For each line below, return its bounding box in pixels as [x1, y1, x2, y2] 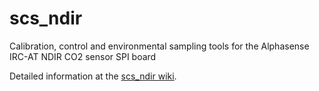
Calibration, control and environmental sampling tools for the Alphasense [9, 40, 310, 52]
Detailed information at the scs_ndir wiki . [9, 70, 177, 82]
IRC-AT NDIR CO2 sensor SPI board [9, 50, 157, 62]
